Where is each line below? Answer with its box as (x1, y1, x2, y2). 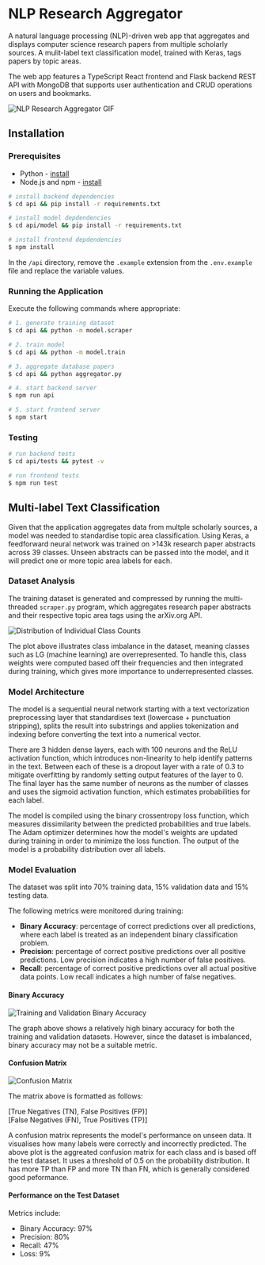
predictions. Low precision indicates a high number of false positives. (19, 955, 247, 964)
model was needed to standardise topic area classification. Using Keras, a (8, 531, 249, 540)
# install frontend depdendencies (8, 236, 123, 244)
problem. (19, 938, 50, 948)
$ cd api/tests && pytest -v (8, 458, 104, 466)
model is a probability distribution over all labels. (8, 845, 166, 854)
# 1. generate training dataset (8, 319, 115, 328)
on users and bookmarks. (8, 88, 92, 98)
